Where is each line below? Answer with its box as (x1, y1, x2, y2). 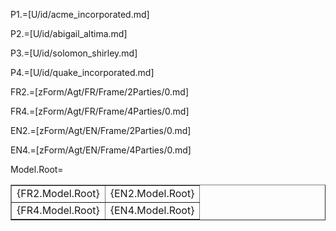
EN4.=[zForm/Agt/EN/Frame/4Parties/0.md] (10, 144, 192, 156)
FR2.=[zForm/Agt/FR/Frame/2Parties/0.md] (10, 86, 190, 98)
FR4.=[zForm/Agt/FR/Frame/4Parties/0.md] (10, 105, 190, 117)
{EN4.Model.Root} (109, 204, 195, 217)
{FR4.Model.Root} (16, 204, 100, 217)
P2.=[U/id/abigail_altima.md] (10, 28, 128, 39)
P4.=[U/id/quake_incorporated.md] (10, 67, 155, 78)
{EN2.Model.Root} (109, 187, 195, 200)
